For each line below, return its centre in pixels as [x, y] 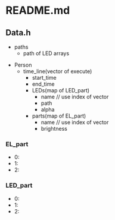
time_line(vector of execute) [57, 71]
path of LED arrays [46, 53]
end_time [43, 84]
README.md [38, 10]
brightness [54, 129]
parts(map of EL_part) [59, 116]
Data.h [18, 33]
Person [23, 65]
